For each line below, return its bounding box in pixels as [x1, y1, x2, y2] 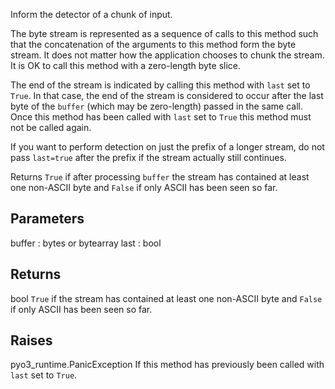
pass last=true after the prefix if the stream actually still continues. [10, 152, 287, 163]
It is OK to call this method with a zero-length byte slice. [10, 60, 241, 71]
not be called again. [10, 122, 92, 133]
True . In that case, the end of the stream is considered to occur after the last [10, 90, 324, 101]
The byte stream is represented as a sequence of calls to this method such [10, 28, 319, 39]
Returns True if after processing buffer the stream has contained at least [10, 171, 310, 183]
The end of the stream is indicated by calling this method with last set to [10, 79, 311, 91]
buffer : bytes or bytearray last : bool [10, 237, 162, 249]
